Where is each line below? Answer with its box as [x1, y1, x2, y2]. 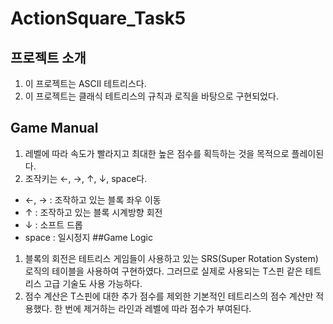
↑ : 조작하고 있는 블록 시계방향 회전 [24, 206, 163, 218]
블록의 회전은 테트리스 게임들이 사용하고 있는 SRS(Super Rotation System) [24, 252, 319, 264]
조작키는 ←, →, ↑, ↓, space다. [24, 172, 148, 184]
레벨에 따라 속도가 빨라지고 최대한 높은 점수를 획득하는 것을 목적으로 [24, 147, 290, 159]
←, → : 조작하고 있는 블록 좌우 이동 [24, 193, 162, 206]
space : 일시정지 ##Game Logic [24, 231, 153, 243]
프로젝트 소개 [10, 49, 87, 66]
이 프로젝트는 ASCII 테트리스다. [24, 78, 147, 89]
